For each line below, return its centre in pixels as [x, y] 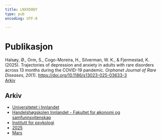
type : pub [15, 14]
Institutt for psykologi [33, 123]
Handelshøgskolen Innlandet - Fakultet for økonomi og [66, 112]
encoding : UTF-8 [21, 18]
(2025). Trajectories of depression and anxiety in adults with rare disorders [80, 65]
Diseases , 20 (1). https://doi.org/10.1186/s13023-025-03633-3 [66, 75]
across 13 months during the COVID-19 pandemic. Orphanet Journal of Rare [81, 70]
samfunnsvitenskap [32, 118]
